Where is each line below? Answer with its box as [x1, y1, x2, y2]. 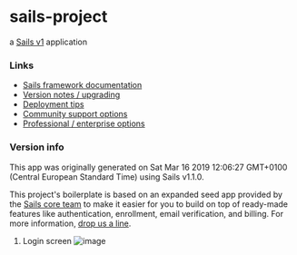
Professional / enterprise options [22, 118, 145, 129]
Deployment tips [22, 99, 84, 110]
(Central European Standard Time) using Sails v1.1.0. [9, 171, 204, 182]
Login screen [22, 235, 73, 246]
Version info [9, 141, 65, 153]
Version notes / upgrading [22, 89, 121, 101]
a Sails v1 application [9, 36, 88, 47]
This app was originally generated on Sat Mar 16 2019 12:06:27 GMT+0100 [9, 162, 288, 172]
